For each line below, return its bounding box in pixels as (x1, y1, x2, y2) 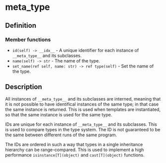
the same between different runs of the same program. (5, 132, 117, 138)
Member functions (5, 36, 51, 43)
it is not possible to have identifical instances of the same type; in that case (5, 101, 159, 107)
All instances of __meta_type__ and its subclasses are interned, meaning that (5, 96, 161, 102)
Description (5, 83, 42, 91)
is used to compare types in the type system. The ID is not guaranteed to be (5, 126, 161, 132)
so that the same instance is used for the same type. (5, 111, 112, 117)
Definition (5, 21, 36, 30)
